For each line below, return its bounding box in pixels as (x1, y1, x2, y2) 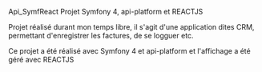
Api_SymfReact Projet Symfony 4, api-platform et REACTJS (8, 7, 204, 16)
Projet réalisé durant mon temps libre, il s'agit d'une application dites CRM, (8, 22, 255, 31)
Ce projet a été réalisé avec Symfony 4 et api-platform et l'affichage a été (8, 46, 251, 55)
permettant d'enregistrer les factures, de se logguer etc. (8, 31, 194, 40)
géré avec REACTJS (8, 55, 75, 64)
